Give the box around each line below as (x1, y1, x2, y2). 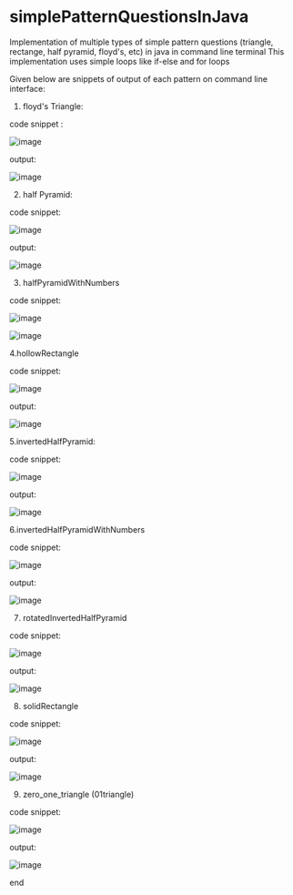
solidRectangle (22, 700, 79, 711)
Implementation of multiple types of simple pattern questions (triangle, (9, 36, 274, 47)
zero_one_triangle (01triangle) (22, 788, 135, 799)
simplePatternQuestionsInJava (9, 6, 249, 27)
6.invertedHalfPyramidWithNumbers (9, 524, 146, 534)
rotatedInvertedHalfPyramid (22, 612, 127, 623)
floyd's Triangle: (22, 100, 84, 111)
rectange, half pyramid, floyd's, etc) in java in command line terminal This (9, 46, 285, 56)
